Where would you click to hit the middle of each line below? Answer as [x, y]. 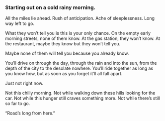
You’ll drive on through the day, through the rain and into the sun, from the [81, 63]
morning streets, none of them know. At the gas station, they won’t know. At [83, 38]
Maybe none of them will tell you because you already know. [67, 53]
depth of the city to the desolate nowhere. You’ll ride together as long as [79, 68]
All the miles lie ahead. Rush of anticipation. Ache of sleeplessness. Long [80, 18]
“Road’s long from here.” [30, 113]
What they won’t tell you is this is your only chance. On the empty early [78, 33]
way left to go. [20, 23]
